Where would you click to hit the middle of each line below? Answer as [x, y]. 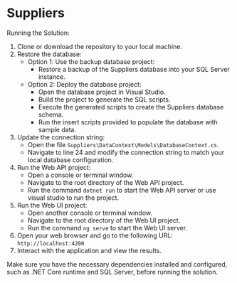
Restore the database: [49, 54]
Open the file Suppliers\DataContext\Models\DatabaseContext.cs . [123, 144]
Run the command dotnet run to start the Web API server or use [122, 190]
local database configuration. [70, 160]
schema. [51, 114]
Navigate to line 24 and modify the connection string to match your [126, 152]
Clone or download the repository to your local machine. [100, 46]
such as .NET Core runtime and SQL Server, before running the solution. [112, 272]
